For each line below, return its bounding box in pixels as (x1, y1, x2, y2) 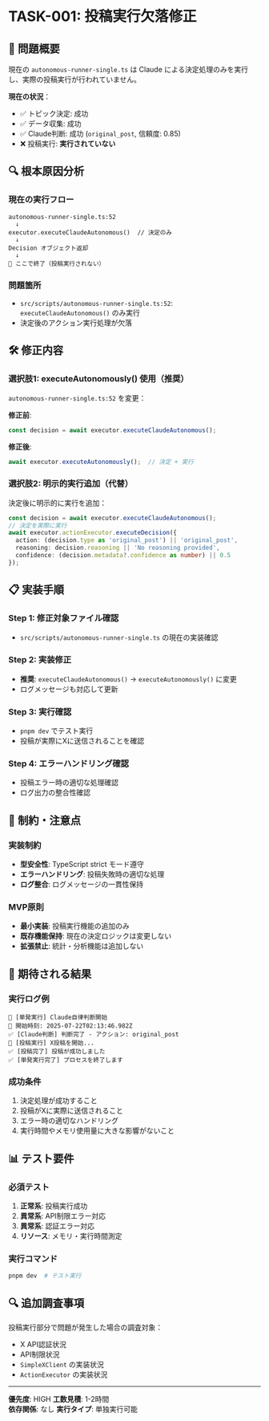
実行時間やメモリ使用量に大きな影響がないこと (19, 1126, 175, 1136)
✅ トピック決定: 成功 (19, 109, 89, 118)
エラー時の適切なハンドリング (19, 1116, 118, 1126)
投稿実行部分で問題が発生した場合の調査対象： (8, 1322, 163, 1333)
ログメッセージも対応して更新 (19, 684, 118, 694)
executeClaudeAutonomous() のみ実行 (19, 307, 140, 317)
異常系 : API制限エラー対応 (19, 1211, 106, 1221)
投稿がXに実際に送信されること (19, 1105, 124, 1116)
